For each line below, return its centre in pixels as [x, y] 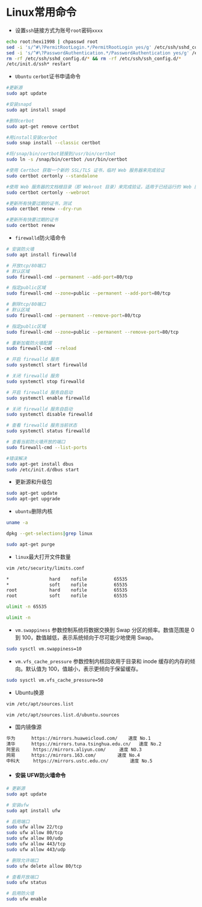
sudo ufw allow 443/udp [36, 849]
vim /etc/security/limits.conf [45, 568]
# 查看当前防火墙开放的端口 [36, 442]
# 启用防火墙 [20, 894]
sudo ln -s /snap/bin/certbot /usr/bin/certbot [67, 160]
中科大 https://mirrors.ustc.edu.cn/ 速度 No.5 [79, 761]
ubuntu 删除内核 [34, 511]
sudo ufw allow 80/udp [35, 839]
